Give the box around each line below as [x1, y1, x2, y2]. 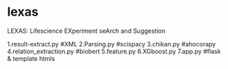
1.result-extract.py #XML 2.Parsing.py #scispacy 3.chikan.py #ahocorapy [7, 40, 216, 48]
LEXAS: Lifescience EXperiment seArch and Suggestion [7, 27, 166, 35]
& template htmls [7, 54, 55, 62]
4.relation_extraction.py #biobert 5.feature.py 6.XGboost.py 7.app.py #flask [7, 47, 221, 55]
